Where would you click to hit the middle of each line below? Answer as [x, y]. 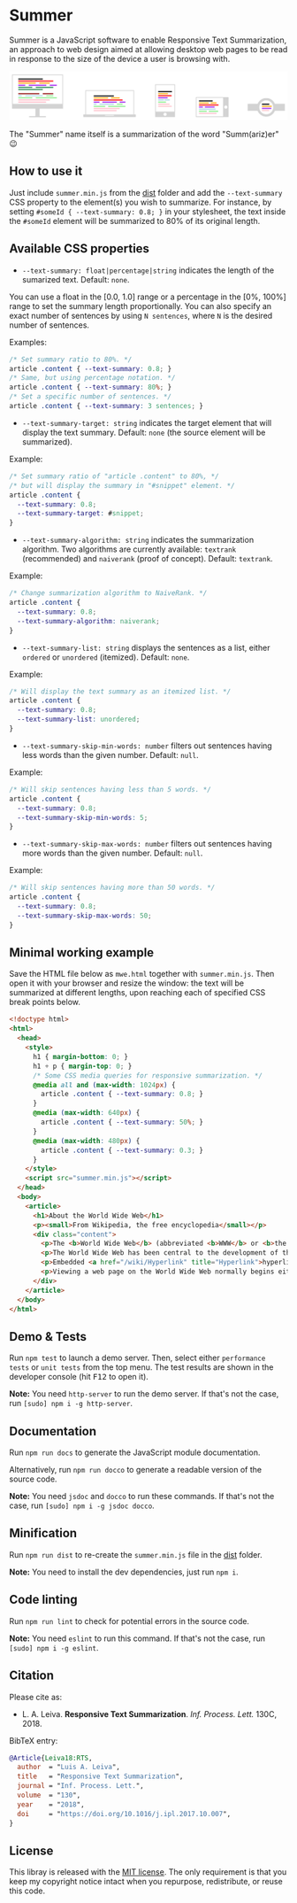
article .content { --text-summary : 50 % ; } [122, 1122]
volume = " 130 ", [49, 1795]
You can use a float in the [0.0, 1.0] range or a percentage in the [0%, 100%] [148, 297]
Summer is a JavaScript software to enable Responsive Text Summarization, [148, 40]
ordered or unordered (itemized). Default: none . [106, 657]
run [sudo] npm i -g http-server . [71, 1404]
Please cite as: [36, 1697]
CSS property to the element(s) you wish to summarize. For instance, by [141, 202]
